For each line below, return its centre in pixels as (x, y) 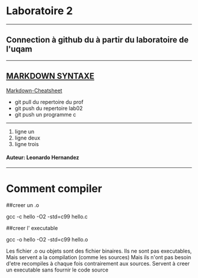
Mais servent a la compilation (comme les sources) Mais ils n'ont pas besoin (99, 257)
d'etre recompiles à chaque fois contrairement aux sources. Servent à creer (98, 263)
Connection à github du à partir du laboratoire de (97, 40)
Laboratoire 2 (39, 11)
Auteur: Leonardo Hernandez (43, 157)
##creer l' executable (32, 228)
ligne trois (27, 144)
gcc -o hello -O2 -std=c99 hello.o (47, 239)
